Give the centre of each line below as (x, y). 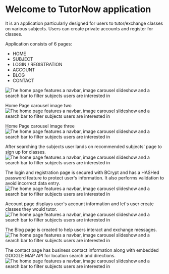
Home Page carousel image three (40, 126)
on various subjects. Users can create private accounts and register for (79, 28)
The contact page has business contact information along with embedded (82, 250)
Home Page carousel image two (38, 105)
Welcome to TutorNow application (78, 9)
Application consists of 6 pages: (39, 43)
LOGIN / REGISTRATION (37, 64)
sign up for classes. (26, 152)
